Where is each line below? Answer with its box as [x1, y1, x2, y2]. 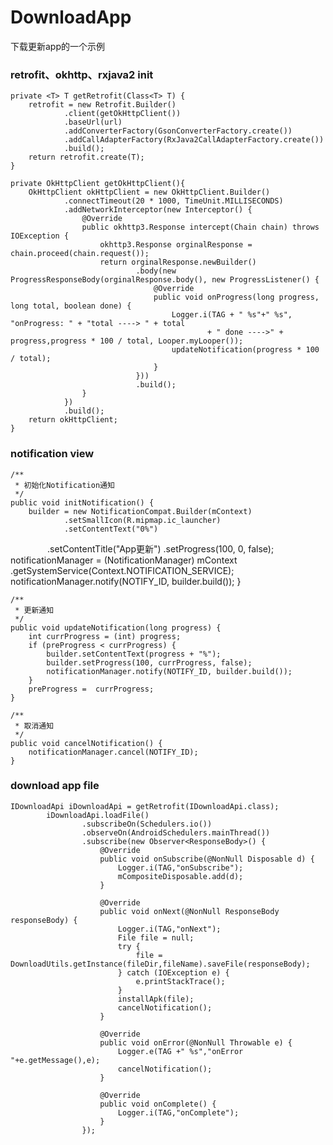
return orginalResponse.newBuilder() [99, 257, 257, 268]
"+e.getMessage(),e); [10, 1055, 101, 1065]
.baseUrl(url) [63, 117, 123, 128]
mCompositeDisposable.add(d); [117, 871, 244, 881]
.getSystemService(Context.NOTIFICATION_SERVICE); [10, 564, 235, 576]
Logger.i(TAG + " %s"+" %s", [171, 310, 293, 320]
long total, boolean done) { [10, 301, 132, 311]
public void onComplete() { [99, 1099, 217, 1109]
